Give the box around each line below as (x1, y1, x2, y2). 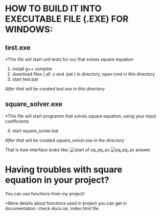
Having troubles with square (5, 164, 122, 175)
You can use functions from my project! (5, 190, 85, 196)
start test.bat (12, 77, 38, 82)
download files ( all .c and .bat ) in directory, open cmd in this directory (12, 71, 155, 77)
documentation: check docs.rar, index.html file (5, 205, 99, 211)
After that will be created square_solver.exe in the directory (5, 137, 125, 143)
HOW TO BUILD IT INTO (5, 3, 102, 14)
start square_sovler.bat (12, 128, 59, 134)
